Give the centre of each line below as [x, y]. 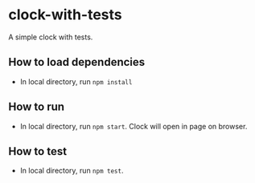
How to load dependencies [77, 62]
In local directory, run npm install [76, 81]
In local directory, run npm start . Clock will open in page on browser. [134, 126]
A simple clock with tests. [51, 37]
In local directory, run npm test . [72, 171]
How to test [37, 151]
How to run [37, 107]
